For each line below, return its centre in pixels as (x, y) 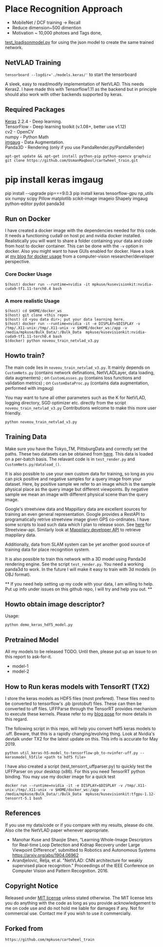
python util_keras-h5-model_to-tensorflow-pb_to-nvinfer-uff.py (72, 753)
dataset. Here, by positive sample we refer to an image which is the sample (80, 484)
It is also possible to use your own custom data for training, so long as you (80, 473)
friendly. (13, 413)
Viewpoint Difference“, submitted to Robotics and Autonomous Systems (84, 850)
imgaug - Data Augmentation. (35, 142)
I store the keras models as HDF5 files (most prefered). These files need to (80, 698)
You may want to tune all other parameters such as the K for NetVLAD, (76, 398)
